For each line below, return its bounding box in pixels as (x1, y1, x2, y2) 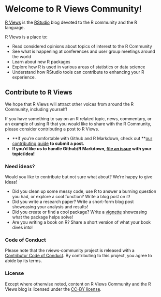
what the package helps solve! (12, 214, 73, 220)
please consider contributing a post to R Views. (5, 126, 99, 132)
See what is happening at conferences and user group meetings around (12, 48, 156, 54)
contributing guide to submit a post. (12, 141, 85, 146)
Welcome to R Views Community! (5, 3, 142, 15)
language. (5, 24, 25, 30)
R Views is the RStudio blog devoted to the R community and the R (5, 19, 137, 25)
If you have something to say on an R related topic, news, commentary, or (5, 115, 152, 122)
